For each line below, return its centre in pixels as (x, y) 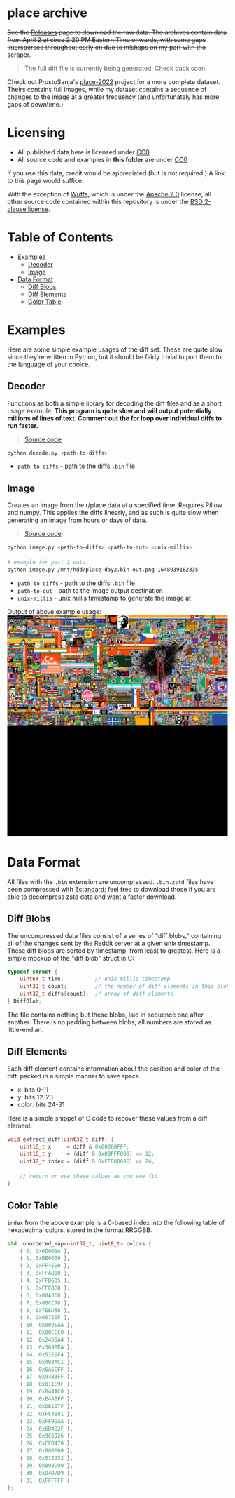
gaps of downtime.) (35, 104)
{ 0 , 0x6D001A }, (45, 1251)
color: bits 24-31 (41, 1104)
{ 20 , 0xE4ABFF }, (47, 1399)
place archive (47, 13)
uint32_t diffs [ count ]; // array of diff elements (97, 994)
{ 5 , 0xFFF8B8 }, (45, 1288)
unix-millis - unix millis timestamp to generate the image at (104, 598)
